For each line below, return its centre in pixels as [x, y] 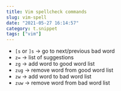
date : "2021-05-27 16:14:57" [43, 23]
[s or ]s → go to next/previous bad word [65, 51]
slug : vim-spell [26, 17]
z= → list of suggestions [44, 57]
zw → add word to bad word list [53, 77]
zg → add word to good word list [55, 64]
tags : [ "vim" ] [24, 34]
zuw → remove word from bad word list [62, 83]
